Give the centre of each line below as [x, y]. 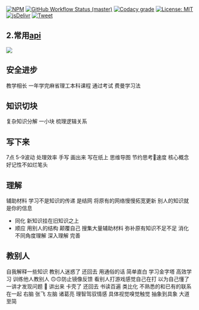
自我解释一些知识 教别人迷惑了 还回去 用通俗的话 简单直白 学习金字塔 [91, 271]
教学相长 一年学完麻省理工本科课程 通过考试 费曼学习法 [73, 86]
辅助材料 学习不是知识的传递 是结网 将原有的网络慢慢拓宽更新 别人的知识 [95, 201]
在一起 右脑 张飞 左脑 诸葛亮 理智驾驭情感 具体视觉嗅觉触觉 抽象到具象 [92, 293]
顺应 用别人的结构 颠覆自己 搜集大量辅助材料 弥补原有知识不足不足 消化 [102, 228]
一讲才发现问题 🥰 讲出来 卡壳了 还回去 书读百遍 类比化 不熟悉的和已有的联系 [99, 286]
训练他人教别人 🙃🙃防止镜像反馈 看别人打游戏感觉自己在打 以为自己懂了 [101, 279]
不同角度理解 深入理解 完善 [48, 236]
